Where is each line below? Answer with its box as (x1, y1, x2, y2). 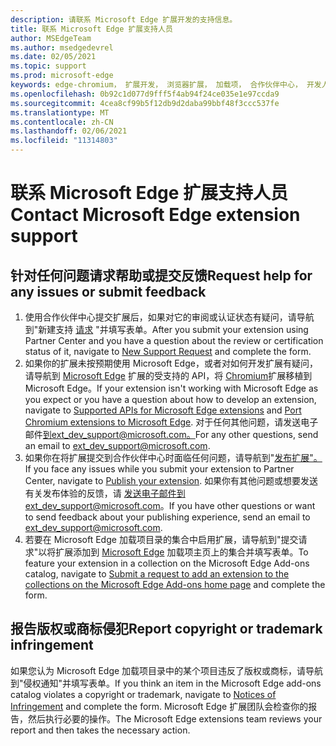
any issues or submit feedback (10, 283, 207, 300)
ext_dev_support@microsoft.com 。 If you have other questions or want (24, 500, 316, 511)
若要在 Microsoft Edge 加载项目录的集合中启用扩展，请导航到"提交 (24, 534, 299, 545)
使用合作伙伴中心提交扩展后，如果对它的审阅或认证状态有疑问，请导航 (24, 311, 315, 323)
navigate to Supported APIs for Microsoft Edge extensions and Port (24, 404, 302, 416)
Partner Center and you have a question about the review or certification (24, 335, 324, 346)
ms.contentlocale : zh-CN (10, 117, 114, 127)
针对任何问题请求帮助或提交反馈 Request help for (10, 267, 313, 284)
